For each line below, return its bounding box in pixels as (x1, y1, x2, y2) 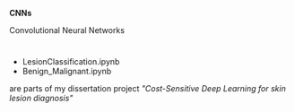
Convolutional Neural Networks (9, 25, 126, 35)
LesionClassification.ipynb (22, 56, 120, 67)
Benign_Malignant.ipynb (22, 66, 112, 77)
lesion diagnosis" (9, 93, 74, 104)
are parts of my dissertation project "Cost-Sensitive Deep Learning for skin (9, 83, 287, 94)
